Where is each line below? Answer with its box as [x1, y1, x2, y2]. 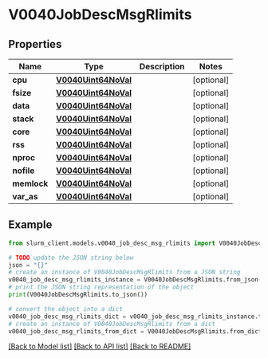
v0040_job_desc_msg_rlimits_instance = [8, 276, 141, 284]
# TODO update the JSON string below [8, 254, 134, 262]
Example [8, 218, 53, 232]
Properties [8, 37, 62, 51]
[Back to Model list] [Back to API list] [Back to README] [8, 341, 191, 352]
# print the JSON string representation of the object [8, 283, 195, 292]
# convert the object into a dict [8, 305, 124, 313]
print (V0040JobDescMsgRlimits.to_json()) [8, 291, 148, 299]
